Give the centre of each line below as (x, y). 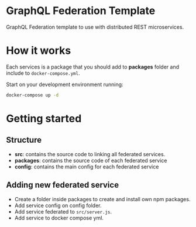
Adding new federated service (62, 185)
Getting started (44, 118)
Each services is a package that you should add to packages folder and (93, 67)
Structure (24, 140)
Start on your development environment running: (65, 84)
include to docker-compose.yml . (43, 73)
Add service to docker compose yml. (59, 218)
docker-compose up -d (32, 95)
